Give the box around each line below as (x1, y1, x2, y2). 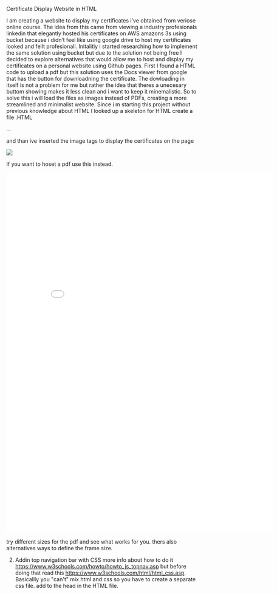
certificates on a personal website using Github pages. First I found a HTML (6, 62, 196, 69)
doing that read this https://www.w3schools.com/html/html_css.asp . (15, 569, 186, 576)
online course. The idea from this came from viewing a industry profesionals (6, 24, 197, 30)
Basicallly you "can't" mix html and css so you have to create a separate (15, 576, 196, 582)
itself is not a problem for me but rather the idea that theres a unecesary (6, 81, 187, 89)
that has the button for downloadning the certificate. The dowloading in (6, 75, 185, 82)
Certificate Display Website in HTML (6, 5, 97, 12)
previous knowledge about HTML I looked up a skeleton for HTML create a (6, 108, 193, 114)
